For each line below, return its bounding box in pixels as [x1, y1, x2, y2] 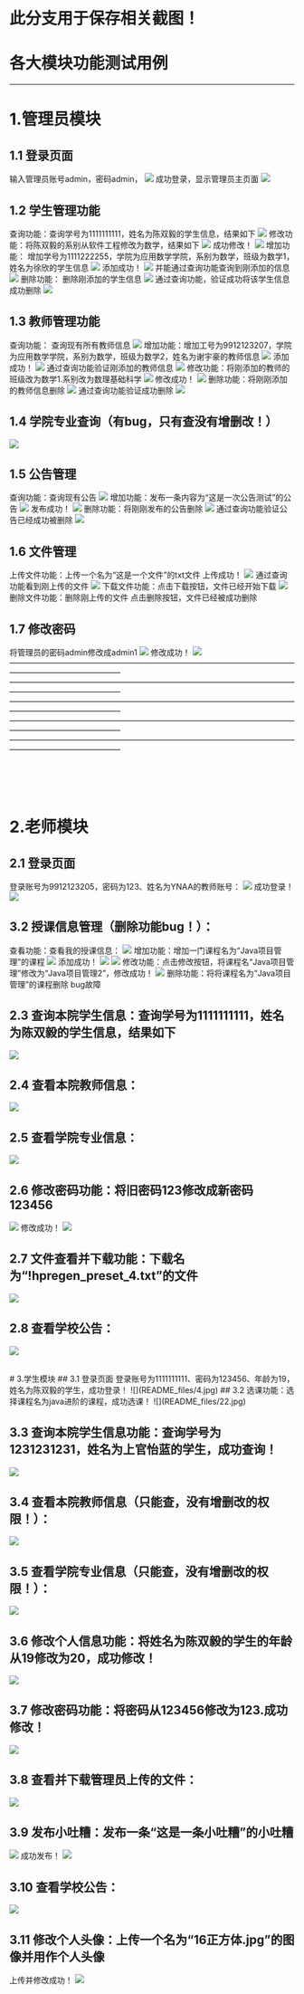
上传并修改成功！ [9, 1975, 73, 1985]
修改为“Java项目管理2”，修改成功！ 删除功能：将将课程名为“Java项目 [21, 968, 291, 978]
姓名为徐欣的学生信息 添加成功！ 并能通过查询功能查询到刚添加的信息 [9, 262, 290, 272]
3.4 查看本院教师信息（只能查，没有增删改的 [9, 1494, 258, 1510]
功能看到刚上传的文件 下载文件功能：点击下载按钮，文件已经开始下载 [9, 581, 277, 592]
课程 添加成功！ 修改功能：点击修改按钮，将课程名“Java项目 [28, 956, 287, 967]
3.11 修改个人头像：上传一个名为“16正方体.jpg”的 [9, 1932, 283, 1947]
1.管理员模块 [9, 110, 101, 129]
